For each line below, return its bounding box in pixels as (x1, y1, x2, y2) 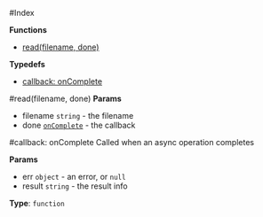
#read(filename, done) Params (9, 93, 122, 104)
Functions (9, 25, 47, 35)
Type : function (9, 198, 65, 208)
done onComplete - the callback (21, 120, 136, 130)
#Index (9, 8, 35, 18)
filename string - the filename (21, 111, 134, 120)
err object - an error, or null (21, 172, 126, 182)
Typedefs (9, 59, 46, 69)
